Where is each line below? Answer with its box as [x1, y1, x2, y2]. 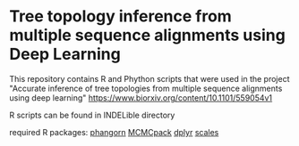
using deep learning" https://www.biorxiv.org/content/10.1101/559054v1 [9, 92, 273, 103]
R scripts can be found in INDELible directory [9, 109, 175, 120]
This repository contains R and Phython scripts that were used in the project [9, 73, 290, 84]
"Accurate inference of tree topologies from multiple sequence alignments [9, 83, 283, 93]
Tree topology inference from [9, 6, 233, 27]
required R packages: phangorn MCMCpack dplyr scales [9, 126, 219, 137]
